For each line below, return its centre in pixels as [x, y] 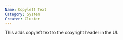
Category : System [23, 14]
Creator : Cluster [23, 19]
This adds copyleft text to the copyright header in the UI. [62, 33]
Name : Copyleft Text [26, 10]
